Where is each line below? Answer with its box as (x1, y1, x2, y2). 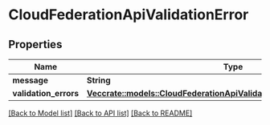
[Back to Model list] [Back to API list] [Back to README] (8, 108, 193, 118)
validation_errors (12, 88, 79, 99)
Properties (8, 38, 63, 51)
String (86, 75, 111, 86)
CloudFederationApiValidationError (8, 6, 249, 24)
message (12, 75, 48, 86)
